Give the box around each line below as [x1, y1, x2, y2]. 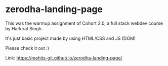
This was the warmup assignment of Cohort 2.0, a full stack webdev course [5, 20, 163, 26]
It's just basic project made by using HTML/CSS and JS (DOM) [5, 35, 136, 41]
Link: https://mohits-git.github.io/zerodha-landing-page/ [5, 54, 122, 61]
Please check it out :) [5, 45, 50, 51]
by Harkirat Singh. [5, 25, 43, 31]
